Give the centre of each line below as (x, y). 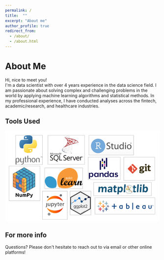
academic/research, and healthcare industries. (52, 106)
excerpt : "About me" (26, 21)
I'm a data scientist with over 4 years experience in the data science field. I (81, 85)
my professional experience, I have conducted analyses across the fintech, (81, 101)
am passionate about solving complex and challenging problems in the (76, 90)
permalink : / (18, 10)
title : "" (16, 15)
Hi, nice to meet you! (26, 80)
